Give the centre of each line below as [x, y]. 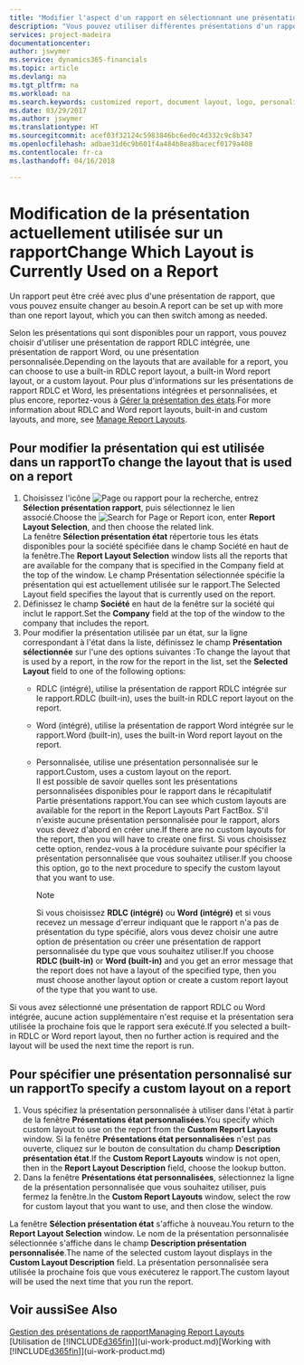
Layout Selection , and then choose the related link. [118, 527]
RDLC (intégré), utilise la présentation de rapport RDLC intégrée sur [161, 689]
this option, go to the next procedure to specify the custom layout [158, 868]
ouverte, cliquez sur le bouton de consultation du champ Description [151, 1149]
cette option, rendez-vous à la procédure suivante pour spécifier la [161, 849]
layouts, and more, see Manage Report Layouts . [99, 420]
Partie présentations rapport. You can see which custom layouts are [161, 801]
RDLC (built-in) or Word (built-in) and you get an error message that [165, 961]
